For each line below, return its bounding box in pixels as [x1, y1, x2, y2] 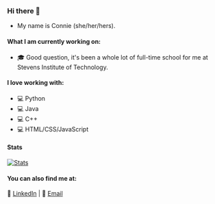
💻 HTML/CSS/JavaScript [16, 125, 89, 133]
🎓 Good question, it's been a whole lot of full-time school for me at [16, 53, 209, 61]
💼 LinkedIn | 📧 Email [7, 190, 63, 198]
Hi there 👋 [7, 6, 41, 16]
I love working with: [7, 79, 64, 87]
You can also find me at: [7, 174, 77, 182]
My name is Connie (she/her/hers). [16, 22, 116, 30]
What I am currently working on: [7, 37, 101, 45]
